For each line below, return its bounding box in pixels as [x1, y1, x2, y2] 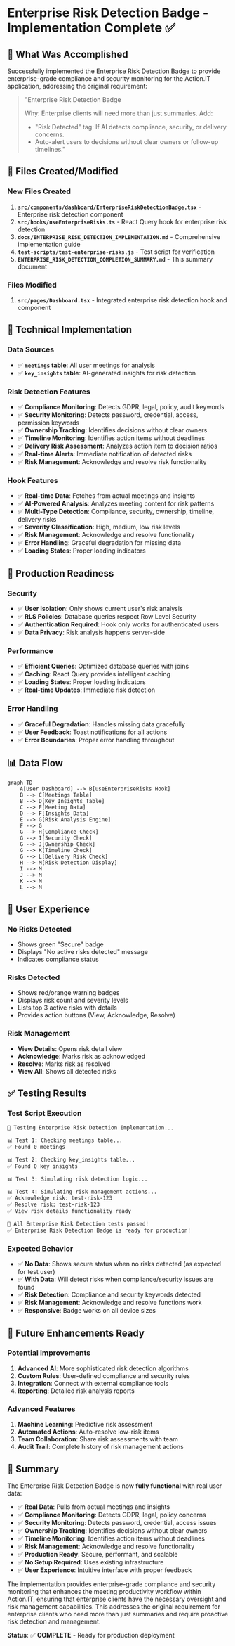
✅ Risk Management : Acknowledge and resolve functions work [17, 1299, 202, 1307]
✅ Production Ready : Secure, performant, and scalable [17, 1550, 178, 1558]
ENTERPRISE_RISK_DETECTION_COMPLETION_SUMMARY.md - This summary [17, 255, 213, 263]
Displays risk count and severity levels [17, 996, 128, 1005]
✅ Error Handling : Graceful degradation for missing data [17, 539, 182, 547]
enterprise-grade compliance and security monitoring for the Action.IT [7, 75, 211, 82]
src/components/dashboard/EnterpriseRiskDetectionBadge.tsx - [17, 202, 202, 211]
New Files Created [7, 186, 72, 196]
